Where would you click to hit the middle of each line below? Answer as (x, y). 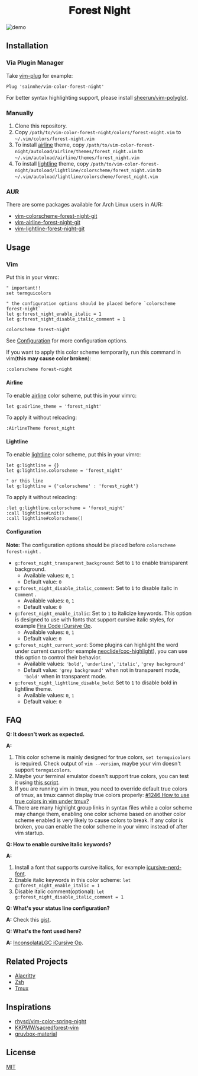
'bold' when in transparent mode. (65, 676)
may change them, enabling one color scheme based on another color (100, 814)
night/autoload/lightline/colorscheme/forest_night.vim (85, 170)
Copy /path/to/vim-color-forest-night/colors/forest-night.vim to (98, 132)
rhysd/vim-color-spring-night (51, 1021)
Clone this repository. (41, 126)
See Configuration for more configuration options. (67, 340)
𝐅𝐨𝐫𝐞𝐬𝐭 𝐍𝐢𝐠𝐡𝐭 (99, 10)
